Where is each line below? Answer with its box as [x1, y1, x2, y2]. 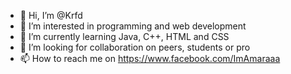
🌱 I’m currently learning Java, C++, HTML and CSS [19, 31, 230, 42]
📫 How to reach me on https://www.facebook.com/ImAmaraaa [19, 53, 281, 64]
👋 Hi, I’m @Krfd [19, 10, 83, 21]
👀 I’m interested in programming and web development [19, 20, 247, 32]
